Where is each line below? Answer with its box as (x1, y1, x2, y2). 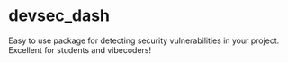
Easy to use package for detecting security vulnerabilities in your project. (8, 35, 280, 46)
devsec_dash (8, 5, 110, 26)
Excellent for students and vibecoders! (8, 44, 152, 55)
